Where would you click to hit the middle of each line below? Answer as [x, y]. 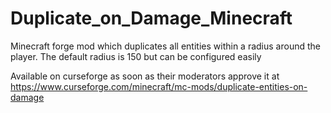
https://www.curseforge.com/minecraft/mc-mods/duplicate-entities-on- [159, 86]
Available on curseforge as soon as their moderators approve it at [145, 76]
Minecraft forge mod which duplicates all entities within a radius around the [165, 46]
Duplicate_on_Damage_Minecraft [151, 18]
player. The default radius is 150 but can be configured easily [136, 56]
